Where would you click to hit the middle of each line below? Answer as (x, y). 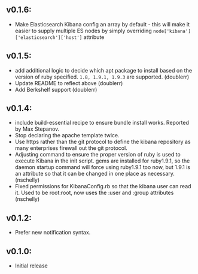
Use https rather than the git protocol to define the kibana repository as (103, 142)
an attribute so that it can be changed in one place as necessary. (95, 174)
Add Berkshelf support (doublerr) (56, 89)
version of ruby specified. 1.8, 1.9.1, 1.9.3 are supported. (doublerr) (102, 77)
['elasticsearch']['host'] (48, 37)
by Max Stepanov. (37, 129)
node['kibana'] (172, 31)
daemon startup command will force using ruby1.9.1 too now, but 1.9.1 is (102, 167)
